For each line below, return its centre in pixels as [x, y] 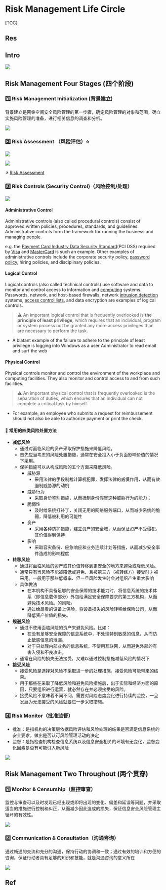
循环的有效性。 [20, 815]
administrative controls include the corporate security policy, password [77, 257]
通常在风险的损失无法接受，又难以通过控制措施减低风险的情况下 [84, 659]
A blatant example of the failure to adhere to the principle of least [79, 340]
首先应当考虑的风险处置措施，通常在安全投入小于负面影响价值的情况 [89, 455]
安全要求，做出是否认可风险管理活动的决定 [56, 735]
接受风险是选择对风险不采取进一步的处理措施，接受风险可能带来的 [87, 671]
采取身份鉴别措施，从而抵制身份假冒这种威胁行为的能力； [93, 498]
